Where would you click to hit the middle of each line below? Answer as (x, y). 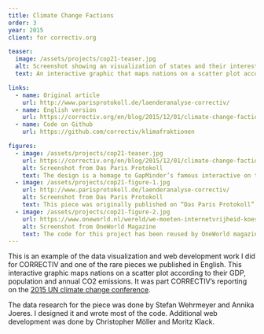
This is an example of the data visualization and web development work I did (132, 256)
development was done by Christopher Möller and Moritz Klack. (111, 322)
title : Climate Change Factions (61, 15)
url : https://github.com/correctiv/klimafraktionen (108, 132)
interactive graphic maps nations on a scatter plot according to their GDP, (127, 273)
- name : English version (56, 110)
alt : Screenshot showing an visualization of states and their (121, 67)
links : (19, 87)
